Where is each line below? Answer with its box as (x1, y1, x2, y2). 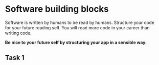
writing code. (5, 30, 32, 36)
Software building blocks (5, 3, 109, 15)
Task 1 (5, 54, 24, 62)
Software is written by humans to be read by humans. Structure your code (5, 20, 155, 25)
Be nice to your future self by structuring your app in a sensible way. (5, 39, 147, 45)
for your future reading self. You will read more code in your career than (5, 24, 150, 30)
